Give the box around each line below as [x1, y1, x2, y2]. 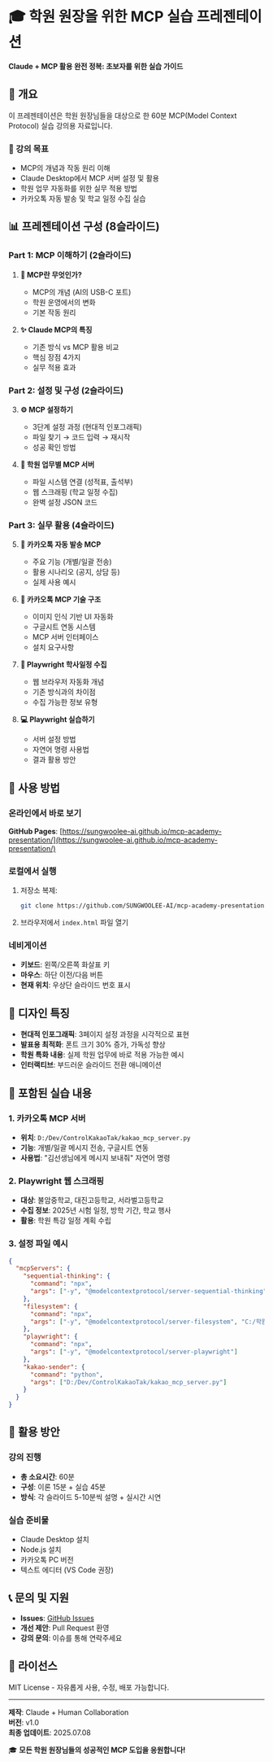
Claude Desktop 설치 [19, 1535, 89, 1545]
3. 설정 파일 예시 [8, 1238, 69, 1249]
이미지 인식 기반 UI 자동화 [32, 612, 114, 622]
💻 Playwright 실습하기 [19, 715, 95, 724]
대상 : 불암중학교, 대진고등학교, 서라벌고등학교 [19, 1196, 164, 1205]
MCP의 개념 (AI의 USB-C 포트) [32, 286, 132, 297]
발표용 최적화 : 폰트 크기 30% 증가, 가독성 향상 [19, 1039, 167, 1050]
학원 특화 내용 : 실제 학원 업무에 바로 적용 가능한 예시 [19, 1050, 184, 1060]
